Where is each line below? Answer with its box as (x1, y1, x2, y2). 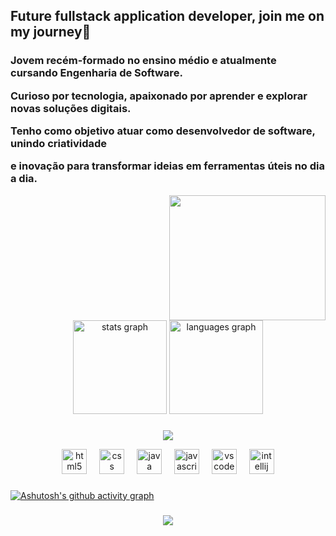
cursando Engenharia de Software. (10, 66, 183, 80)
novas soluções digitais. (10, 101, 132, 115)
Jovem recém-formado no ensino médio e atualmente (10, 54, 277, 68)
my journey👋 (10, 24, 92, 41)
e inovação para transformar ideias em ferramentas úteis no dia (10, 159, 325, 173)
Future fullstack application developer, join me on (10, 8, 325, 25)
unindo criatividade (10, 137, 108, 151)
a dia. (10, 172, 38, 186)
